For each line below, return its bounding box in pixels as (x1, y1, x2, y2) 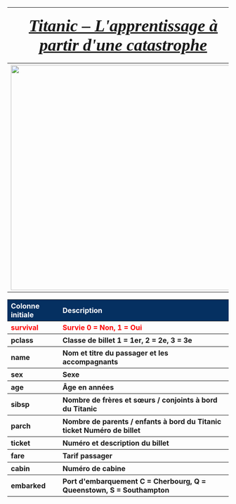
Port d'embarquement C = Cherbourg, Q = (62, 477, 206, 486)
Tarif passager (62, 451, 113, 460)
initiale (11, 310, 34, 319)
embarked (11, 481, 46, 491)
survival (11, 323, 39, 332)
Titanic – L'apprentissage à (28, 16, 218, 35)
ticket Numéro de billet (62, 425, 140, 435)
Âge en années (62, 382, 114, 392)
